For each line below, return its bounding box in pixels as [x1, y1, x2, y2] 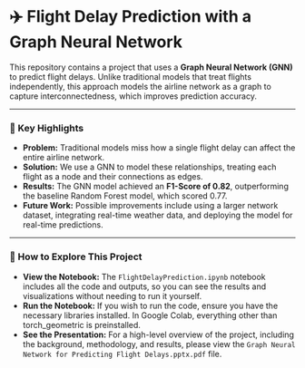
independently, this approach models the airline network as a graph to [9, 81, 272, 92]
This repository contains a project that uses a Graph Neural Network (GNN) [9, 62, 293, 73]
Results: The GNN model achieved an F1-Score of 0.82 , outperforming [22, 181, 289, 192]
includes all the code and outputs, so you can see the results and [22, 281, 267, 292]
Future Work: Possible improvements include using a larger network [22, 200, 279, 211]
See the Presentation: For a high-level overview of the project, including [22, 329, 295, 340]
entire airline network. [22, 152, 105, 163]
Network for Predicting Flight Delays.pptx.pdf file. [22, 348, 222, 359]
